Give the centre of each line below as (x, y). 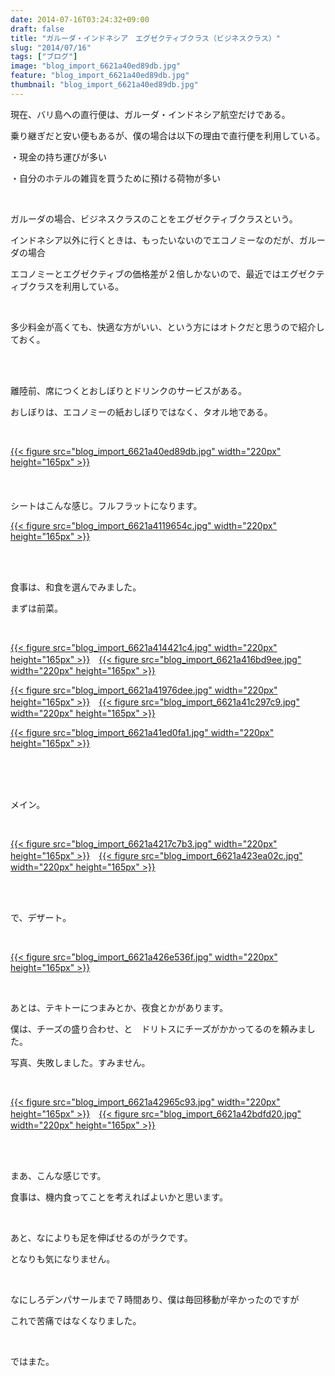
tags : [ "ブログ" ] (44, 57)
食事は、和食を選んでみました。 (76, 587)
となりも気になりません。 (63, 1258)
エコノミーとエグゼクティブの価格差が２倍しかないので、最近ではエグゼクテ (167, 273)
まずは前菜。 (36, 608)
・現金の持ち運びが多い (58, 157)
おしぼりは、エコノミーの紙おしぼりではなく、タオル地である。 (141, 412)
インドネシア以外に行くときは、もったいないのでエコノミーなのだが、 (155, 240)
